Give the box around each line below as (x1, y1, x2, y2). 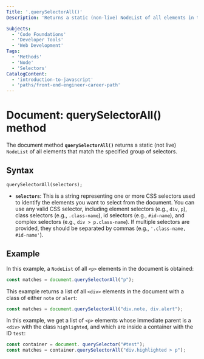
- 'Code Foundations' (12, 31, 67, 37)
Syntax (6, 166, 34, 176)
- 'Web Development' (12, 43, 64, 49)
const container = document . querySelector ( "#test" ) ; (6, 341, 146, 347)
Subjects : (6, 26, 32, 32)
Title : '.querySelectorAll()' (6, 9, 83, 15)
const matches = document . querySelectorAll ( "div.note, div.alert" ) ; (6, 305, 183, 312)
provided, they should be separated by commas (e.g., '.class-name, (15, 225, 186, 232)
